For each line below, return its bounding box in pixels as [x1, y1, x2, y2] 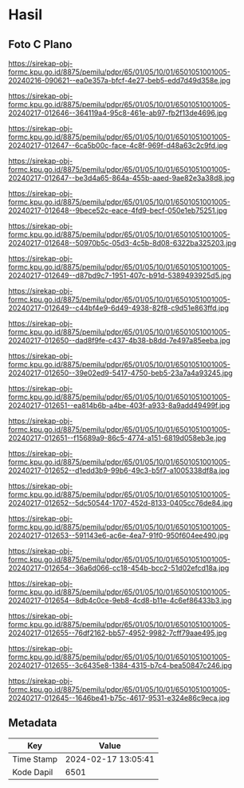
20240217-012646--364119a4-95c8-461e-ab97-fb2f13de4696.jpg [8, 108, 227, 118]
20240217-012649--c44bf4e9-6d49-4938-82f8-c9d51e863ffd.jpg [8, 303, 230, 313]
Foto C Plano [8, 38, 73, 51]
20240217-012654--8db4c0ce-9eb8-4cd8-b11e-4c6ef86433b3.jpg [8, 596, 232, 605]
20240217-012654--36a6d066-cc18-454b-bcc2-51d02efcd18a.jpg [8, 563, 230, 573]
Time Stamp [12, 754, 58, 765]
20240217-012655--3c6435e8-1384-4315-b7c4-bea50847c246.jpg [8, 661, 233, 670]
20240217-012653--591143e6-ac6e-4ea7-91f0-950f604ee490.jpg [8, 530, 229, 540]
